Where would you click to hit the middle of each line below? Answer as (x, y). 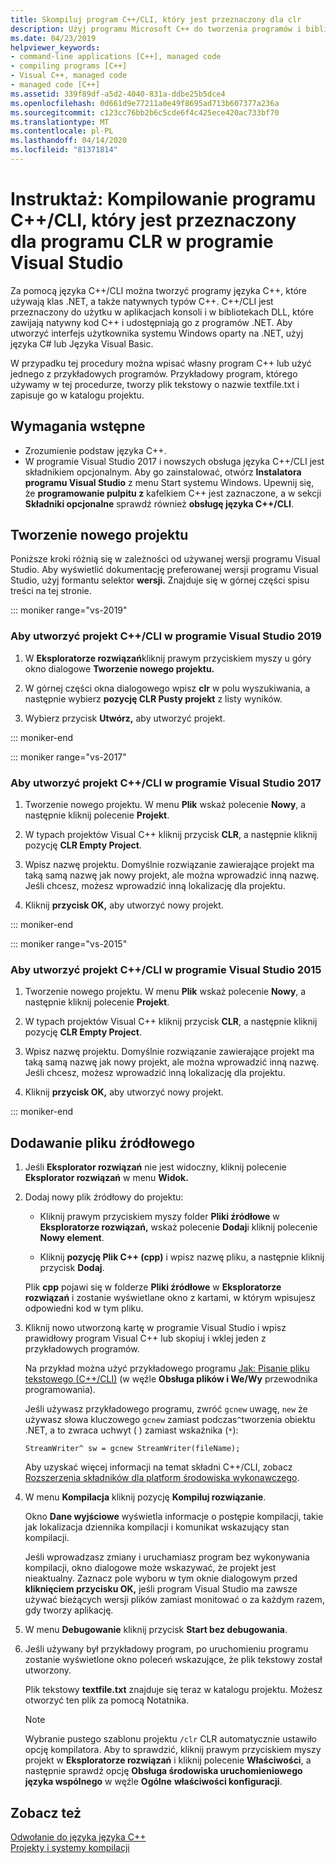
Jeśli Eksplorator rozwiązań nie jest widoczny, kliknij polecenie (155, 1167)
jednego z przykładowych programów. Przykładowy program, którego (154, 373)
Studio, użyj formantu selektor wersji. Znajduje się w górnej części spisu (160, 580)
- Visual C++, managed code (69, 76)
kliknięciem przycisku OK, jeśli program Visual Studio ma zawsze (161, 1589)
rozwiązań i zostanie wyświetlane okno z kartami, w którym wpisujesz (170, 1298)
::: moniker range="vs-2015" (69, 944)
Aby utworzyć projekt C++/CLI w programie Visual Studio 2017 (166, 783)
